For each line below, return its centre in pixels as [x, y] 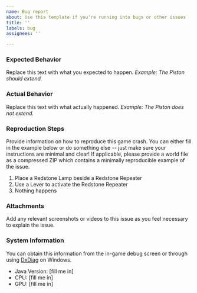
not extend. [20, 113]
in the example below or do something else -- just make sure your [86, 148]
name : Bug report [27, 12]
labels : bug [21, 28]
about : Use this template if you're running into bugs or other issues [96, 17]
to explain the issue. [30, 225]
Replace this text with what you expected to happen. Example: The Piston [95, 72]
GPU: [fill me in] [34, 284]
